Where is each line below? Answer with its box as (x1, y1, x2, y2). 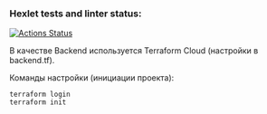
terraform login (9, 90, 71, 100)
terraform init (9, 98, 67, 107)
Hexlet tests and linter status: (9, 7, 142, 20)
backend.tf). (9, 55, 55, 66)
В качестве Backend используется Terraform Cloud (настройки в (9, 45, 259, 56)
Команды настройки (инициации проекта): (9, 72, 175, 83)
